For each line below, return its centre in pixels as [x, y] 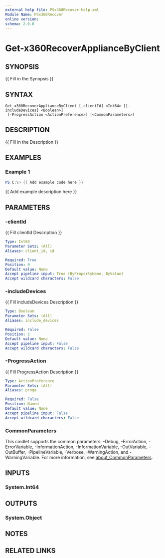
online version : [22, 19]
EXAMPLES [23, 158]
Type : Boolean [20, 311]
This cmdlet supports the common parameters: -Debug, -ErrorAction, [77, 442]
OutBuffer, [16, 452]
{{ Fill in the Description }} [32, 142]
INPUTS [17, 473]
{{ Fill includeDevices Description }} [42, 302]
